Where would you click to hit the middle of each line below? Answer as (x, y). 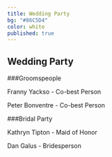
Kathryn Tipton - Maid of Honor (52, 133)
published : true (31, 33)
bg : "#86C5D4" (28, 20)
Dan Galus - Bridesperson (44, 146)
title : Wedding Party (39, 14)
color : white (26, 27)
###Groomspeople (34, 78)
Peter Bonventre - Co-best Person (56, 105)
